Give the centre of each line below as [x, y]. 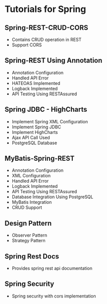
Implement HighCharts [35, 132]
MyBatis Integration [32, 202]
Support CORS [27, 45]
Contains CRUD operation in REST [47, 39]
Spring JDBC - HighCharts [46, 110]
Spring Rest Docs [32, 256]
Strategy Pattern [28, 241]
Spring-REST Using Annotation [53, 61]
